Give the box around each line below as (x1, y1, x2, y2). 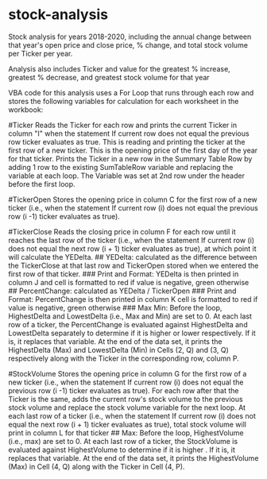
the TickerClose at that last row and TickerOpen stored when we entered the (8, 261, 259, 270)
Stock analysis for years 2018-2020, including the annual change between (8, 32, 252, 41)
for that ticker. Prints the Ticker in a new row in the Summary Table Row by (8, 153, 253, 164)
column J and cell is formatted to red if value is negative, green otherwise (8, 277, 250, 287)
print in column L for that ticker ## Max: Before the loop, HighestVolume (8, 427, 244, 438)
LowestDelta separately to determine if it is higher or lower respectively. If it (8, 328, 256, 338)
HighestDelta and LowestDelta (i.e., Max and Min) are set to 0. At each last (8, 311, 253, 321)
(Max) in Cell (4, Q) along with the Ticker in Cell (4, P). (8, 462, 185, 471)
